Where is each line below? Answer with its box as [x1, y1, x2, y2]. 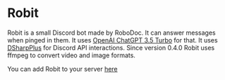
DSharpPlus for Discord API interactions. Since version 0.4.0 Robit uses [7, 43, 215, 52]
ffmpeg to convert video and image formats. [7, 51, 136, 59]
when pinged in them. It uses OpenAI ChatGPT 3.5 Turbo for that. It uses [7, 35, 218, 44]
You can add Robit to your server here [7, 64, 118, 73]
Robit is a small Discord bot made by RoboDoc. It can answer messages [7, 28, 217, 37]
